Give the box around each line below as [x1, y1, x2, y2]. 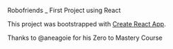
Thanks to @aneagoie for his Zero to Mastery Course [7, 33, 163, 42]
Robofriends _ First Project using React [7, 6, 121, 14]
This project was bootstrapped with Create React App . [7, 20, 167, 28]
